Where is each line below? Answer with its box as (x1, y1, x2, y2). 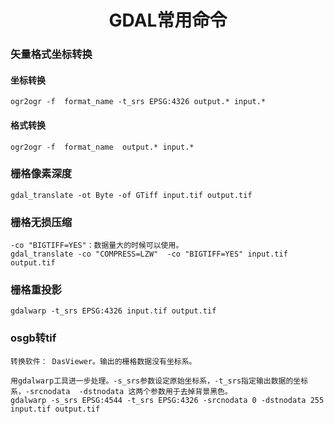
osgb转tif (10, 331, 57, 345)
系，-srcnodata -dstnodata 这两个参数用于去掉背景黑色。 (10, 386, 233, 396)
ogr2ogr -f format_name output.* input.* (10, 142, 195, 152)
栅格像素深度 (10, 167, 73, 181)
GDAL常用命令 (108, 9, 228, 32)
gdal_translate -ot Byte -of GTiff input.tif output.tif (10, 190, 253, 200)
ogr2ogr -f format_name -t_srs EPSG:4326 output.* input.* (10, 97, 267, 107)
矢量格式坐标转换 (10, 47, 93, 61)
